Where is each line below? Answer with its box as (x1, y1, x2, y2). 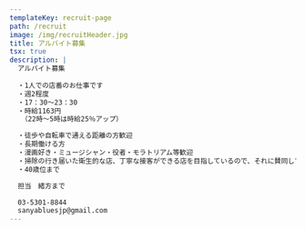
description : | (9, 55, 67, 65)
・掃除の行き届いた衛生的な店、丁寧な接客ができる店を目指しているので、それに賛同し (17, 156, 295, 165)
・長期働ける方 (17, 140, 66, 149)
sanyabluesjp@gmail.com (17, 206, 107, 215)
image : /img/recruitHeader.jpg (9, 30, 128, 39)
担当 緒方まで (17, 181, 66, 191)
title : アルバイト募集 (9, 38, 87, 48)
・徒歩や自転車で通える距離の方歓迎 (17, 131, 134, 141)
